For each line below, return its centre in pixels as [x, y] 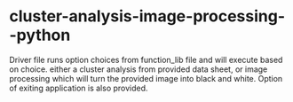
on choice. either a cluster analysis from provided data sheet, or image [139, 69]
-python [40, 35]
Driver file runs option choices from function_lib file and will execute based [146, 59]
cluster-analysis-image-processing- [147, 16]
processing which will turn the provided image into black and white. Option [146, 78]
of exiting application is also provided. [79, 88]
